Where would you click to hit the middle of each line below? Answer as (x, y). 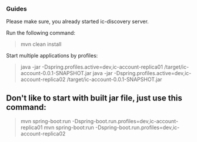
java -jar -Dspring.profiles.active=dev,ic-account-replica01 (92, 67)
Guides (17, 9)
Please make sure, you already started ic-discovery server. (77, 22)
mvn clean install (41, 44)
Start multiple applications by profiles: (52, 56)
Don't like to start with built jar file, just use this (94, 98)
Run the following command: (41, 33)
